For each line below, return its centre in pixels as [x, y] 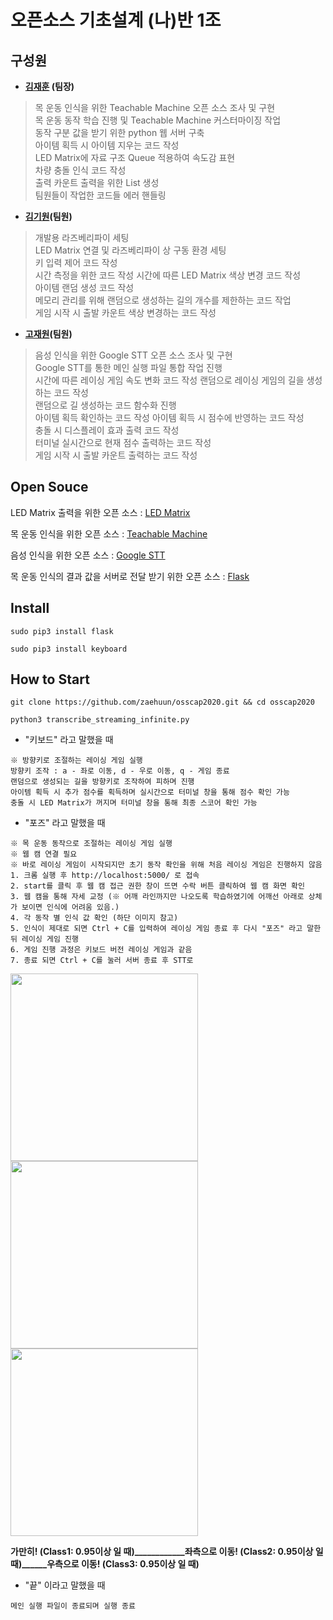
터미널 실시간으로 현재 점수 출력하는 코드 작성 [123, 442]
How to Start [50, 679]
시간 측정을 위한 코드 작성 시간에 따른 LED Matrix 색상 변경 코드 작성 [168, 275]
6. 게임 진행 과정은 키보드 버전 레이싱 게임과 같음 [101, 950]
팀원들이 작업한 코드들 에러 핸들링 [100, 195]
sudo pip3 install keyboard [69, 649]
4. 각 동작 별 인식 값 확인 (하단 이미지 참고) [94, 918]
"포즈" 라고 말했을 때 [65, 823]
